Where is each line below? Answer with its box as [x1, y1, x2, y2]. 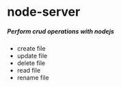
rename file [16, 73, 49, 82]
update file [16, 52, 48, 60]
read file [16, 66, 41, 75]
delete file [16, 59, 46, 67]
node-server [7, 4, 81, 20]
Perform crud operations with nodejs [7, 27, 115, 35]
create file [16, 45, 46, 53]
